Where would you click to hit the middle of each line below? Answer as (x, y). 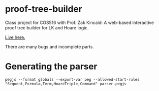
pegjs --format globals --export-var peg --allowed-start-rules (72, 79)
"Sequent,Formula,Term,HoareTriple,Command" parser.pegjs (66, 84)
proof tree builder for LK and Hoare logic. (47, 27)
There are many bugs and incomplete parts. (49, 46)
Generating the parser (51, 67)
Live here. (15, 37)
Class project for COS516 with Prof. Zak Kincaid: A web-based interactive (79, 23)
